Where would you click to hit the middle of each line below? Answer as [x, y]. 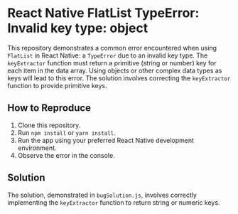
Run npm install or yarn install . [66, 132]
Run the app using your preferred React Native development [106, 140]
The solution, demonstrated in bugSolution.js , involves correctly [102, 195]
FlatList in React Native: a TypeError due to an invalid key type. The [108, 55]
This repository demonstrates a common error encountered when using [112, 48]
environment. [37, 148]
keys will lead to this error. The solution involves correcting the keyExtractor [119, 78]
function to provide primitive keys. [57, 85]
